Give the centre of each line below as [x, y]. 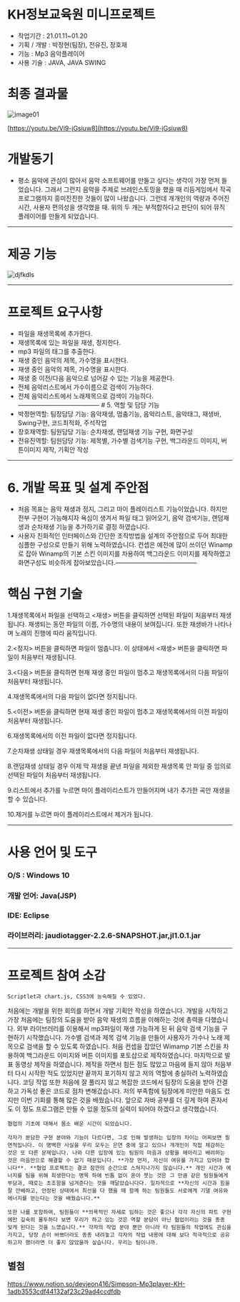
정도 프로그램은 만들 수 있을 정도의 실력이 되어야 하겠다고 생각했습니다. [121, 1108]
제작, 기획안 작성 [66, 449]
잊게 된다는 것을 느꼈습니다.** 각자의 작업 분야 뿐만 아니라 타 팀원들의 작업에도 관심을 [120, 1227]
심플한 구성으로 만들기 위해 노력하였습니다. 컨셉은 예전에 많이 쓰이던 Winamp [125, 544]
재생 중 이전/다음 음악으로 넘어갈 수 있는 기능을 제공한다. [96, 378]
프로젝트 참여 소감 [56, 976]
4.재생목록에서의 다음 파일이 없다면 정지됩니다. [72, 696]
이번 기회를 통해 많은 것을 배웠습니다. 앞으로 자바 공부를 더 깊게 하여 [115, 1100]
